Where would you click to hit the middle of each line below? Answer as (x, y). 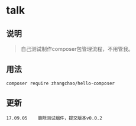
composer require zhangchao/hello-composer (61, 83)
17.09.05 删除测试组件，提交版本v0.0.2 (54, 118)
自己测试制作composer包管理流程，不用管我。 (77, 49)
